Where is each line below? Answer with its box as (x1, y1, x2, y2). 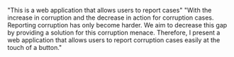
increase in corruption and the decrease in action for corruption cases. (7, 13, 214, 22)
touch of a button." (7, 44, 62, 51)
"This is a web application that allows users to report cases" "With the (7, 6, 212, 14)
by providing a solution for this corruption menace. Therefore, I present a (7, 28, 221, 37)
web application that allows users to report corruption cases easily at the (7, 36, 221, 44)
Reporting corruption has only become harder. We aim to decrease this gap (7, 21, 228, 29)
